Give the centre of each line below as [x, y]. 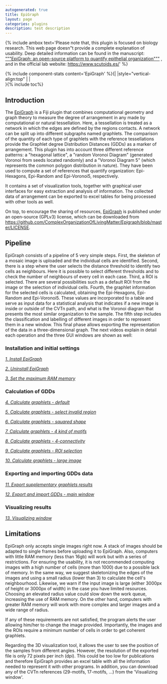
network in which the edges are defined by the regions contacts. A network [83, 128]
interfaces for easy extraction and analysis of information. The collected [79, 191]
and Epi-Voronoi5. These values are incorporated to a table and [88, 298]
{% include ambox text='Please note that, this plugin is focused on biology [82, 43]
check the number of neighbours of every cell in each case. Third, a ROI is [82, 277]
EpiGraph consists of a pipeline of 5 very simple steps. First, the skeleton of [83, 255]
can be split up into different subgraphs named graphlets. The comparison [82, 133]
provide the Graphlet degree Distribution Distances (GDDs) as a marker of [81, 144]
